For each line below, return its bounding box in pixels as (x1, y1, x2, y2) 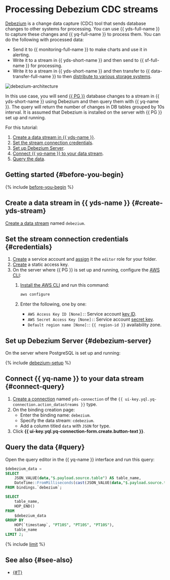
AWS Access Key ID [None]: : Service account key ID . (27, 311, 137, 317)
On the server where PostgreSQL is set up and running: (5, 350, 120, 356)
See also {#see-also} (5, 556, 73, 564)
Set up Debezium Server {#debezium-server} (5, 336, 152, 345)
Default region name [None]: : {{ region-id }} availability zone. (27, 322, 162, 328)
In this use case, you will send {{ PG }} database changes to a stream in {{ (5, 93, 159, 99)
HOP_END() (14, 503, 35, 508)
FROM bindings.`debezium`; (5, 485, 62, 490)
